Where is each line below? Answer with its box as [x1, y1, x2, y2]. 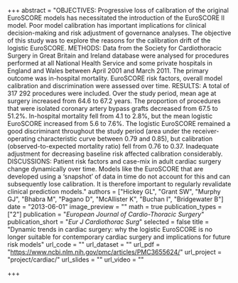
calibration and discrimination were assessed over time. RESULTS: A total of [7, 82, 229, 90]
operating [7, 134, 36, 143]
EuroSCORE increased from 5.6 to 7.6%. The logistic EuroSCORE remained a [7, 119, 231, 127]
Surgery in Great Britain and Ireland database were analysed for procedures [7, 51, 229, 60]
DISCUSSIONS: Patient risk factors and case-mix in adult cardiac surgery [7, 157, 222, 166]
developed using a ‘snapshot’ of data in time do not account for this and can [7, 172, 231, 181]
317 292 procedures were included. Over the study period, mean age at [7, 89, 217, 97]
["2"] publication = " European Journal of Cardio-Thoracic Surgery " [7, 210, 205, 218]
